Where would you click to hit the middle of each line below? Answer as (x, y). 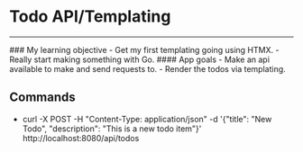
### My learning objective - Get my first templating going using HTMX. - (144, 49)
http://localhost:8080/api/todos (81, 138)
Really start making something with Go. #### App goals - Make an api (140, 59)
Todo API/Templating (90, 17)
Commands (43, 98)
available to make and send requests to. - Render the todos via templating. (147, 68)
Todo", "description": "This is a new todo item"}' (112, 129)
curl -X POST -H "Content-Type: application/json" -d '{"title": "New (147, 119)
